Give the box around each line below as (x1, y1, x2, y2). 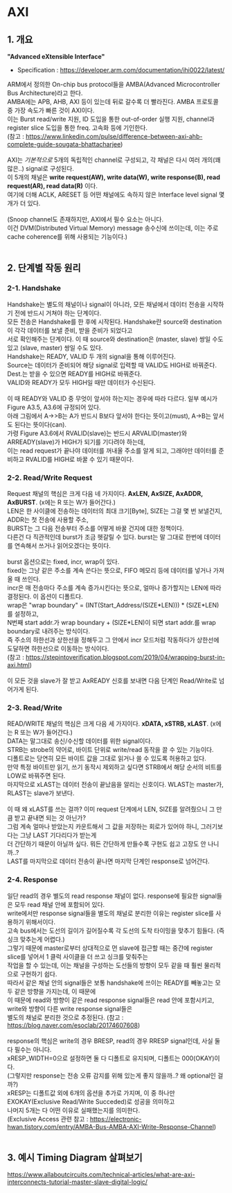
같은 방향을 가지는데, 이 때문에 (14, 987, 96, 995)
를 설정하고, (7, 609, 39, 618)
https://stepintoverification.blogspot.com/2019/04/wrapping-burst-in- (25, 653, 225, 661)
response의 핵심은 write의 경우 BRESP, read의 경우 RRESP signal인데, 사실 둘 (7, 1036, 220, 1045)
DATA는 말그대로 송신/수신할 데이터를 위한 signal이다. (7, 737, 153, 745)
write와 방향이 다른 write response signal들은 (7, 1004, 133, 1012)
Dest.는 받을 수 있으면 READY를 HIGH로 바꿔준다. (7, 369, 142, 378)
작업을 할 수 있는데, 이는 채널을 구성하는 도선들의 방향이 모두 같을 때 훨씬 (7, 961, 203, 969)
